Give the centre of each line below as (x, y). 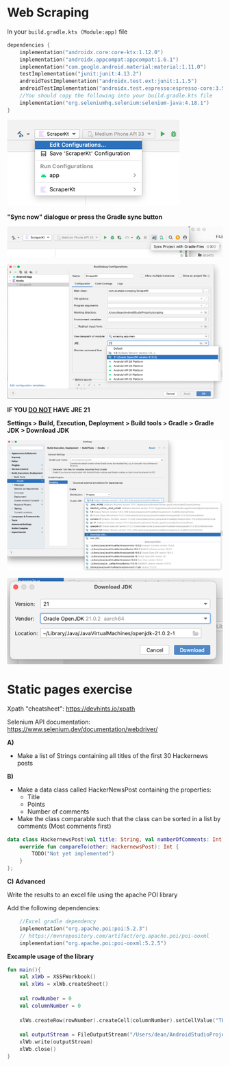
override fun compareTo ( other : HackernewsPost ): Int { (99, 846)
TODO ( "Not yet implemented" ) (73, 854)
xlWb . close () (38, 1050)
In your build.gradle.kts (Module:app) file (67, 32)
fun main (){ (24, 970)
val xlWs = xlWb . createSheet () (64, 984)
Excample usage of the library (51, 956)
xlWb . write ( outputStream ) (56, 1042)
